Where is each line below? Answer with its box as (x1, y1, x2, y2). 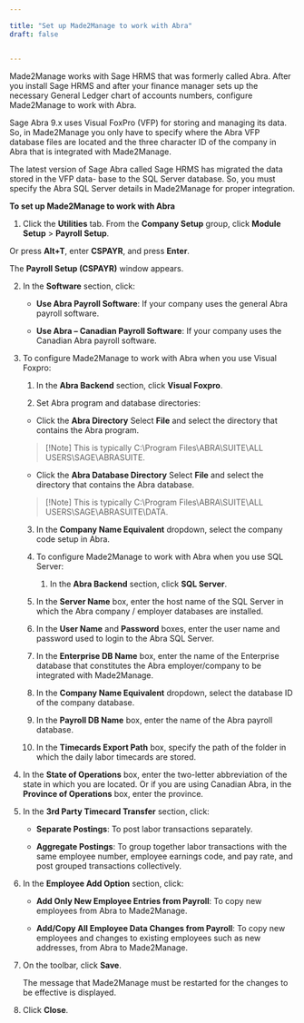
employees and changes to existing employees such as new (35, 932, 261, 943)
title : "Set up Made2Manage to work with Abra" (9, 21, 193, 30)
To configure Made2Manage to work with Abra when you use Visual (22, 352, 277, 363)
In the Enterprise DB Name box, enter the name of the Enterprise (35, 650, 279, 661)
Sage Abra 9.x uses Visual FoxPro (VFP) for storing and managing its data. (9, 117, 288, 128)
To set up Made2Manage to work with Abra (9, 201, 175, 211)
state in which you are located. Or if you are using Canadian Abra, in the (22, 778, 292, 790)
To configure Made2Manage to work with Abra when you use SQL (35, 551, 284, 562)
